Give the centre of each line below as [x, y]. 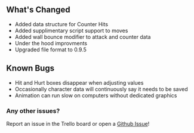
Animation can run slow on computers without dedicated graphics [96, 95]
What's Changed [38, 10]
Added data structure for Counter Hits [61, 24]
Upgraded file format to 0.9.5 [50, 50]
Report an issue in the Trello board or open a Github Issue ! [78, 123]
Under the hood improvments [51, 43]
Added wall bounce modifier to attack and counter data [83, 37]
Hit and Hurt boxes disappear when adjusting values [79, 82]
